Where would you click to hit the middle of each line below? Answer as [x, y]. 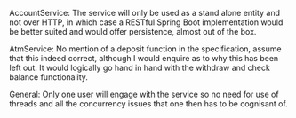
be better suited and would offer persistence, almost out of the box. [133, 31]
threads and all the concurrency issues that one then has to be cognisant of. [149, 104]
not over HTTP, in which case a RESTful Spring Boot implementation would [146, 22]
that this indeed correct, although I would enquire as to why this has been [144, 58]
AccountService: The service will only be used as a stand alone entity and [144, 13]
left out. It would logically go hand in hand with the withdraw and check [140, 67]
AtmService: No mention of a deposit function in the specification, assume [145, 49]
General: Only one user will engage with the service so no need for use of [144, 94]
